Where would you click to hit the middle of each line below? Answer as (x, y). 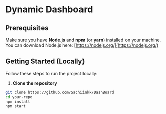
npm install (18, 102)
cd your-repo (19, 97)
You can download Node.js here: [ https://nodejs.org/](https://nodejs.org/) (82, 45)
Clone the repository (35, 83)
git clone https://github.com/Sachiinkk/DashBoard (60, 92)
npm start (16, 106)
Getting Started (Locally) (45, 61)
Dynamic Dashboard (49, 9)
